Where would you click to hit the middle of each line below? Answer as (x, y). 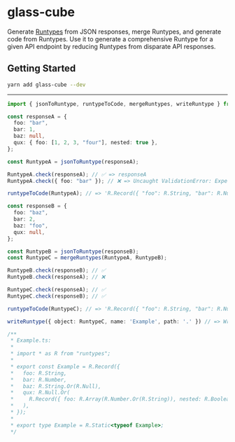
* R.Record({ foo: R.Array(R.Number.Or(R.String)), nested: (106, 399)
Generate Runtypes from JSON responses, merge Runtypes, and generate (114, 32)
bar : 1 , (25, 130)
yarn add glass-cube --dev (47, 85)
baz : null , (29, 136)
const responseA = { (37, 116)
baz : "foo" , (31, 226)
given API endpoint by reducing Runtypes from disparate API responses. (112, 46)
